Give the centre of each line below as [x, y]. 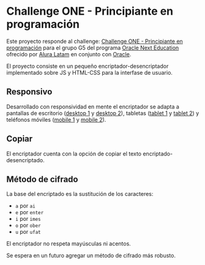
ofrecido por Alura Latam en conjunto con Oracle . [69, 54]
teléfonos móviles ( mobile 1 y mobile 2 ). [56, 119]
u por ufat [28, 232]
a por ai [25, 206]
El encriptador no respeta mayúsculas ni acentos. [69, 244]
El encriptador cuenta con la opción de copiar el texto [74, 154]
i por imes [28, 219]
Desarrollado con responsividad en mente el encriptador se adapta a [93, 106]
